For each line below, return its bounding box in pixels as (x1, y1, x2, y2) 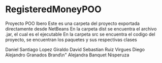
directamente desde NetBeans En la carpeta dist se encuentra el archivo (5, 25, 157, 31)
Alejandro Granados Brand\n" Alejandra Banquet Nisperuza (5, 52, 129, 58)
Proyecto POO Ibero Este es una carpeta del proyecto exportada (5, 20, 140, 26)
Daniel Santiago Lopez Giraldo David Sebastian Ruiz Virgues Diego (5, 46, 145, 52)
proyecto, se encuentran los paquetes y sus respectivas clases (5, 37, 137, 43)
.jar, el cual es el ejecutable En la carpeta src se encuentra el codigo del (5, 31, 156, 37)
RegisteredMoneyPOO (5, 4, 102, 15)
